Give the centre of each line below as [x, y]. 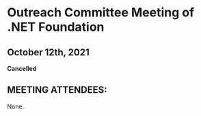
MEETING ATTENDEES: [57, 90]
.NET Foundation [56, 27]
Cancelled [22, 69]
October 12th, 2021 [49, 52]
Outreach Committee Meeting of [101, 13]
